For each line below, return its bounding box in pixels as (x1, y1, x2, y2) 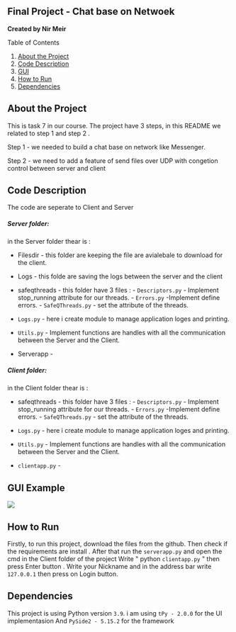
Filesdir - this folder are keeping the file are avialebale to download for (17, 251, 223, 259)
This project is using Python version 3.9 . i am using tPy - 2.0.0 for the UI (7, 609, 223, 617)
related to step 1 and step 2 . (7, 129, 91, 137)
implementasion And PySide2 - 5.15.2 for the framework (7, 616, 174, 625)
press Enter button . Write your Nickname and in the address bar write (7, 563, 212, 570)
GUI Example (7, 482, 65, 494)
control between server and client (7, 164, 106, 172)
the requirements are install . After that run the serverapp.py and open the (7, 547, 223, 555)
